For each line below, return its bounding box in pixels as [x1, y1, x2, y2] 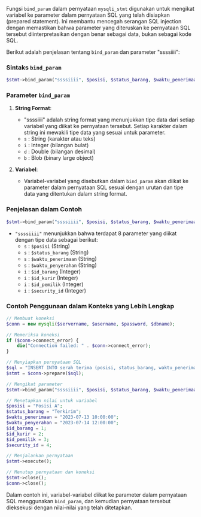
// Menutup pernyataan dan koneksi [6, 469, 95, 475]
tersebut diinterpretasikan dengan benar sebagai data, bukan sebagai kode [6, 31, 191, 38]
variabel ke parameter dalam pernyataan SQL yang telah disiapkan [6, 11, 170, 19]
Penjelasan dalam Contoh [6, 205, 83, 214]
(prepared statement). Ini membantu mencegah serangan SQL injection [6, 18, 182, 25]
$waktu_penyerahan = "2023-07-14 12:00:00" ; [6, 420, 119, 426]
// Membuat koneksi [6, 315, 55, 321]
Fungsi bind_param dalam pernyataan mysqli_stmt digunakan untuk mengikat [6, 5, 194, 12]
